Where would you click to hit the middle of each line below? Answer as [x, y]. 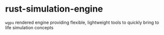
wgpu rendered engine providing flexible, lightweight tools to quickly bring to [82, 22]
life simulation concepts [29, 27]
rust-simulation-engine [54, 9]
